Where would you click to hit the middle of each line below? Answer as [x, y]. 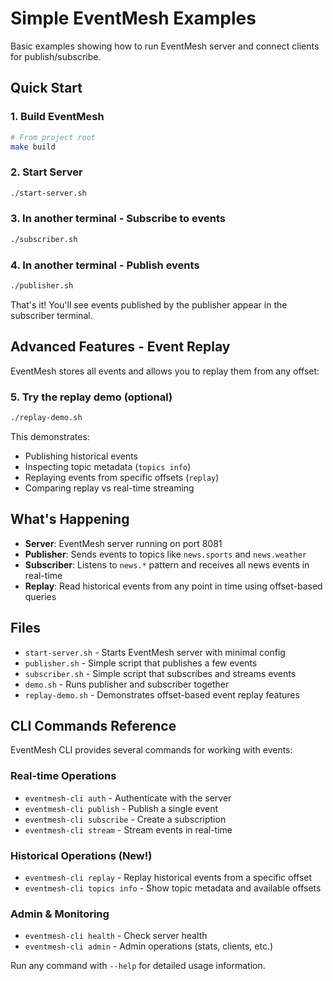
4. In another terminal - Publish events [105, 265]
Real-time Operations [63, 776]
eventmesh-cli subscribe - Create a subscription [125, 819]
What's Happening [70, 519]
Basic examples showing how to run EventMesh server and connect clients [165, 46]
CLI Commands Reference [93, 725]
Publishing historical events [81, 456]
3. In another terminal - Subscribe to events [118, 219]
